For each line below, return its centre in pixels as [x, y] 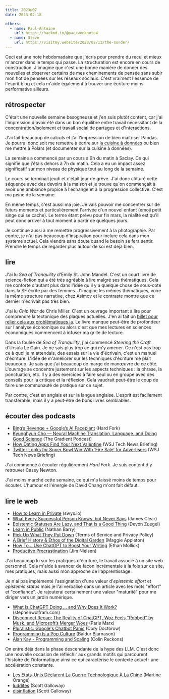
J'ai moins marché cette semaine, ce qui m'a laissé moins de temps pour [81, 480]
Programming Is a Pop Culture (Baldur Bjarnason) [64, 634]
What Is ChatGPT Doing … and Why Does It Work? [65, 607]
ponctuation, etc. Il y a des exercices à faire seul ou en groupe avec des [80, 374]
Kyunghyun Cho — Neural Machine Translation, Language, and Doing [85, 434]
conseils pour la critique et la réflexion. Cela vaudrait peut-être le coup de [82, 380]
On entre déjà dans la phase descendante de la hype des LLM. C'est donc [82, 649]
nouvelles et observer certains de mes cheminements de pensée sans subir [84, 73]
